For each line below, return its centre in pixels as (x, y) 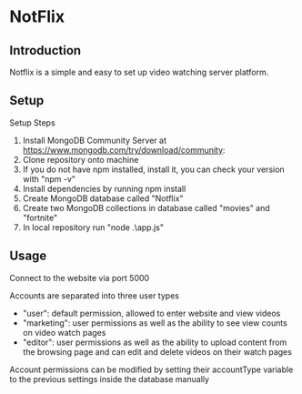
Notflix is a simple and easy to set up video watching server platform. (139, 72)
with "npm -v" (49, 178)
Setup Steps (33, 122)
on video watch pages (64, 332)
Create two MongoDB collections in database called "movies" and (146, 207)
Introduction (45, 51)
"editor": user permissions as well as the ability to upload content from (155, 342)
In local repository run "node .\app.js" (93, 227)
